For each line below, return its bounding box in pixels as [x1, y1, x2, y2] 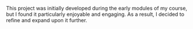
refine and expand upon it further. [6, 17, 88, 23]
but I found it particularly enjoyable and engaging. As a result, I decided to [6, 11, 185, 18]
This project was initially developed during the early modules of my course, [6, 5, 188, 11]
